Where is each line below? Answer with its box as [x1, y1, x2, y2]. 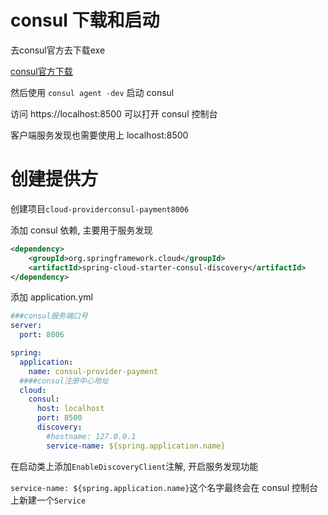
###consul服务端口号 [10, 311, 88, 321]
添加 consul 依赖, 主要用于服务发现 [10, 224, 153, 236]
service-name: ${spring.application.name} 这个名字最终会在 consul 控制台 [10, 481, 318, 493]
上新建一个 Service [10, 494, 87, 506]
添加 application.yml [10, 291, 93, 303]
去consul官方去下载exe [10, 44, 106, 56]
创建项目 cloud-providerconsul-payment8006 [10, 202, 190, 215]
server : [10, 321, 43, 331]
